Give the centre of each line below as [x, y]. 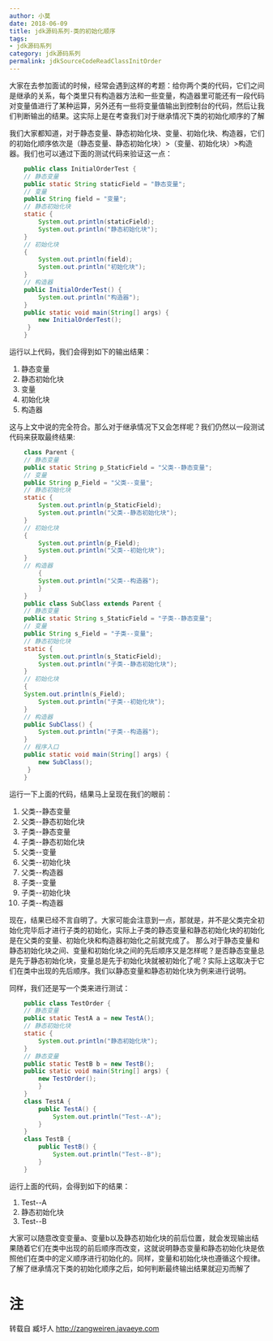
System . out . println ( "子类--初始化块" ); [102, 701]
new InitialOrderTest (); [80, 320]
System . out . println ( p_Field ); [89, 543]
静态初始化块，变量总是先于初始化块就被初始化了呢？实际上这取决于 [144, 961]
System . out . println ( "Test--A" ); [107, 1117]
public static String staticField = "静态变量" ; [105, 184]
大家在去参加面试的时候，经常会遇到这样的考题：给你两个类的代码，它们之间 [137, 85]
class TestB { [47, 1139]
